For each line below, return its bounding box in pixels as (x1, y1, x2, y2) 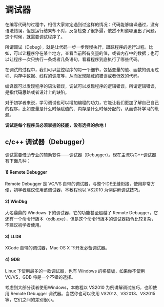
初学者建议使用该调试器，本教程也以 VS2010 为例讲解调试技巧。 (13, 186, 143, 193)
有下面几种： (5, 158, 31, 164)
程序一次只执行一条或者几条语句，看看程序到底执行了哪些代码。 (13, 56, 142, 62)
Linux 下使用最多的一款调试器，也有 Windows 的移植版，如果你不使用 (5, 268, 145, 274)
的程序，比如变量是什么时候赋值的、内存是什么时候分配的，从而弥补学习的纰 (5, 105, 159, 111)
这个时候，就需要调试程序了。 (5, 34, 65, 40)
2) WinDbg (5, 198, 28, 204)
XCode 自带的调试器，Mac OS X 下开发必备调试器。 (5, 245, 110, 251)
